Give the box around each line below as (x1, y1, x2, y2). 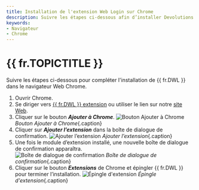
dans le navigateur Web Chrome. (6, 83, 87, 90)
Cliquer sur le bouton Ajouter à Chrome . (14, 114, 115, 121)
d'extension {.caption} (14, 177, 69, 184)
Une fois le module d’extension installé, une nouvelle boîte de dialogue (14, 139, 189, 146)
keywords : (6, 20, 31, 26)
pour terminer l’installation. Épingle (14, 171, 157, 178)
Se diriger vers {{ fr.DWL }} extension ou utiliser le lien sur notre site (14, 101, 182, 108)
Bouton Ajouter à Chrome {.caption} (14, 120, 103, 127)
